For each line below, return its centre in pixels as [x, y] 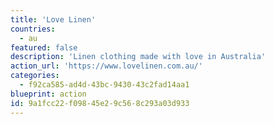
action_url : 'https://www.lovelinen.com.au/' [106, 66]
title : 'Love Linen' [53, 19]
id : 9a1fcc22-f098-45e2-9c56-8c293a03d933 [100, 103]
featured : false [44, 47]
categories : [35, 76]
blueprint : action [48, 94]
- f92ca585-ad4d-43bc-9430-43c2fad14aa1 [104, 85]
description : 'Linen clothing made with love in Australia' [138, 57]
